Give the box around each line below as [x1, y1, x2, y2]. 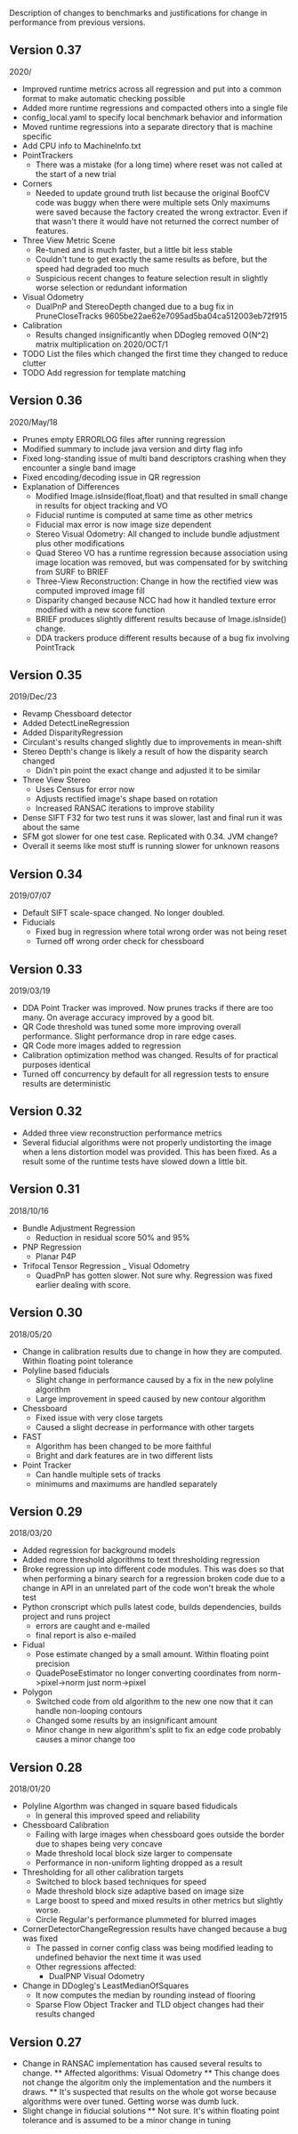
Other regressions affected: [35, 1961, 137, 1972]
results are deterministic [21, 1079, 111, 1089]
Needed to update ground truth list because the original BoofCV [35, 187, 270, 198]
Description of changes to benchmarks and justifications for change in [9, 8, 268, 18]
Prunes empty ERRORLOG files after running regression [21, 433, 226, 444]
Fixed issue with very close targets [35, 1412, 163, 1423]
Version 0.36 [9, 393, 83, 408]
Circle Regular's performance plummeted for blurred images [35, 1914, 257, 1925]
